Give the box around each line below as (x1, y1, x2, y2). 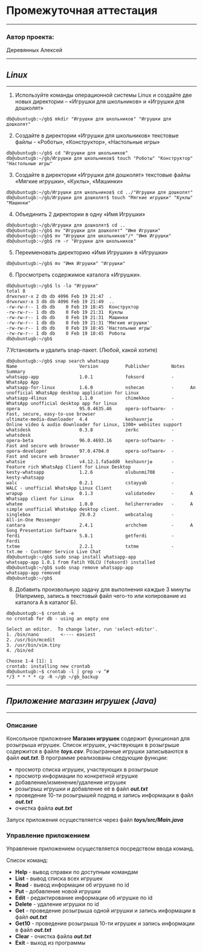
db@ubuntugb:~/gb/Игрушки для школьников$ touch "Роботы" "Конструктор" (6, 156, 193, 162)
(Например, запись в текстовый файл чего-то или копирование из (14, 593, 187, 600)
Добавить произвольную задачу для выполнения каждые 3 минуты (14, 586, 191, 593)
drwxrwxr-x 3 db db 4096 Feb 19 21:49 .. (6, 299, 115, 305)
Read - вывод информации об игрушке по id (14, 881, 130, 888)
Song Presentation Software (6, 528, 77, 534)
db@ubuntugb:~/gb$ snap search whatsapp (6, 358, 110, 364)
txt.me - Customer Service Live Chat (6, 549, 101, 555)
